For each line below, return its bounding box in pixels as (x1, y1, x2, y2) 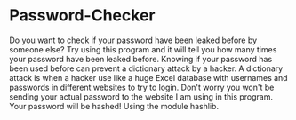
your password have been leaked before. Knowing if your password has (9, 53, 273, 64)
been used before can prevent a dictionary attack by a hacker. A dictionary (9, 63, 284, 74)
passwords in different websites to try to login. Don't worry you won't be (9, 82, 275, 92)
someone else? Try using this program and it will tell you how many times (9, 44, 277, 54)
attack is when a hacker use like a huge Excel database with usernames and (9, 72, 288, 83)
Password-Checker (9, 5, 156, 26)
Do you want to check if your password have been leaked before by (9, 35, 258, 45)
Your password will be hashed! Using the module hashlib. (9, 100, 220, 111)
